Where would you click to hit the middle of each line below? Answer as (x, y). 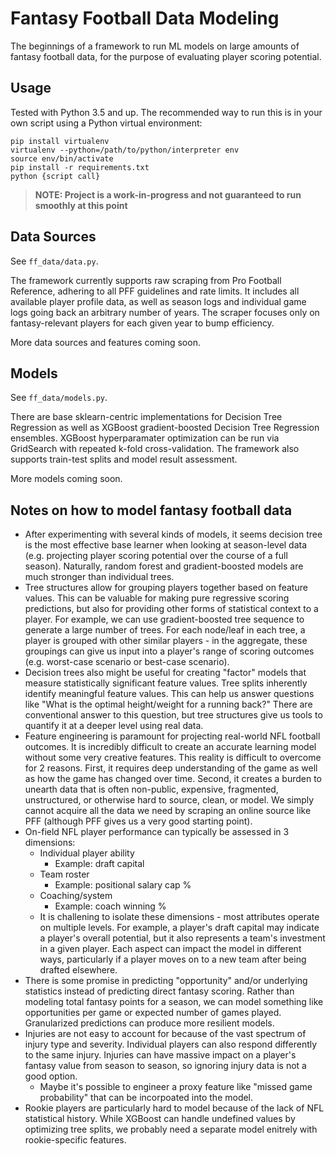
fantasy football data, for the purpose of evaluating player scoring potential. (166, 56)
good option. (51, 1076)
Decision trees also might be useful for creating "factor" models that (165, 673)
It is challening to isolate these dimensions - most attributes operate (179, 917)
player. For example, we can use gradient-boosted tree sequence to (164, 619)
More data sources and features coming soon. (105, 342)
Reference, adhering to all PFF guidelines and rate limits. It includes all (155, 291)
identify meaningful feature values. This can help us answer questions (169, 694)
